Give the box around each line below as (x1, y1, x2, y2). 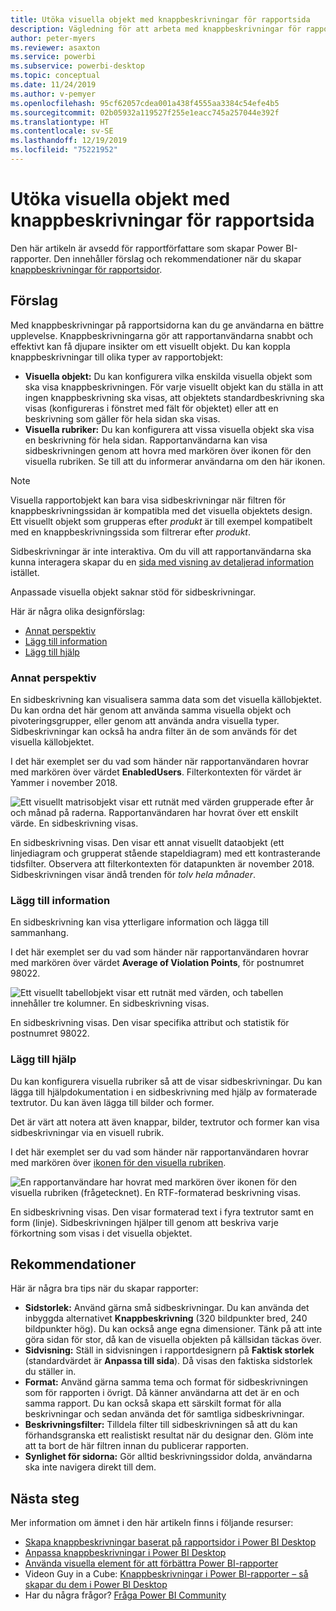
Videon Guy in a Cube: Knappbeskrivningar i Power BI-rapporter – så (24, 1568, 309, 1580)
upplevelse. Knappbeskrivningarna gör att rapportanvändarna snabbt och (10, 329, 314, 341)
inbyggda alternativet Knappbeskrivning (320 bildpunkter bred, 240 (24, 1312, 308, 1325)
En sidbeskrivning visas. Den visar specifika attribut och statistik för (10, 1017, 290, 1029)
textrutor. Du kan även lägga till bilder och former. (10, 1096, 215, 1108)
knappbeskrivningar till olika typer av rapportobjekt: (10, 351, 223, 363)
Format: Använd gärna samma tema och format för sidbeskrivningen (24, 1376, 309, 1388)
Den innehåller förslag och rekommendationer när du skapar (53, 252, 302, 265)
